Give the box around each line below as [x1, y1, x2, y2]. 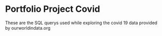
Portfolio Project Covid [5, 3, 101, 15]
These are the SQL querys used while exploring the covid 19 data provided [5, 20, 158, 26]
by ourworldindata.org [5, 25, 51, 31]
